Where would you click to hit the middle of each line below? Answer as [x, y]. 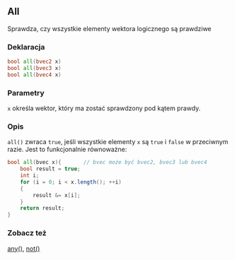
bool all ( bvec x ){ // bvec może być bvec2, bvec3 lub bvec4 [107, 162]
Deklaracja [26, 47]
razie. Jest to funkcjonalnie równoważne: [67, 149]
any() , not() [24, 248]
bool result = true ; [50, 169]
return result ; [42, 208]
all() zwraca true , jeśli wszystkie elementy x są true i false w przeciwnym [118, 142]
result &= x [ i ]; [57, 195]
